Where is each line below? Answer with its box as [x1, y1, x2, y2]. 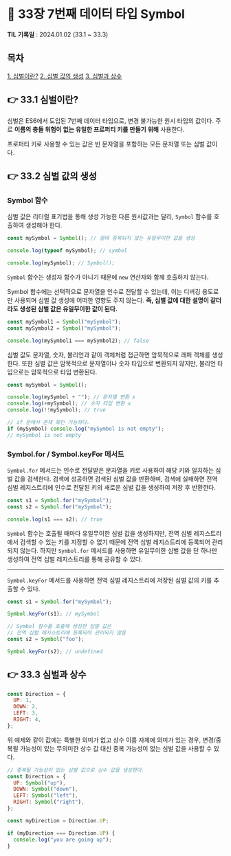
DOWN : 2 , [13, 703, 38, 710]
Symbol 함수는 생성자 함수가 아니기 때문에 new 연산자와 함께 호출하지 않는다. [7, 273, 209, 281]
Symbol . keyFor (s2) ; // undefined [7, 648, 103, 655]
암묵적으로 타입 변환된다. [30, 368, 98, 376]
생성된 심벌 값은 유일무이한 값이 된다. [19, 304, 118, 313]
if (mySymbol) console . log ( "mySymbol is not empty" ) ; [7, 425, 165, 432]
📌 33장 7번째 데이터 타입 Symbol [7, 6, 186, 22]
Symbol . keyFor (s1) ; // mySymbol [7, 611, 100, 618]
